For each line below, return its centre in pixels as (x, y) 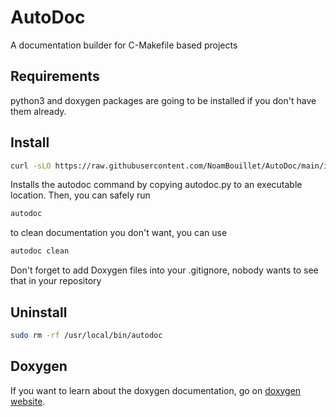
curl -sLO (31, 166)
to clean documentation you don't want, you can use (119, 233)
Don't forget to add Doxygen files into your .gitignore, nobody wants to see (164, 270)
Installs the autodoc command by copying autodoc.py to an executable (156, 185)
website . (28, 401)
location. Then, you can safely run (80, 195)
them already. (38, 111)
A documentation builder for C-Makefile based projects (124, 45)
